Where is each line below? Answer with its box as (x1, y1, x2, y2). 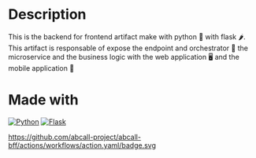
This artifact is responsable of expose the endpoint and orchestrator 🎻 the (8, 43, 248, 53)
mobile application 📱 (8, 63, 75, 72)
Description (8, 6, 87, 24)
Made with (8, 91, 79, 109)
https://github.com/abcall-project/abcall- (8, 132, 142, 141)
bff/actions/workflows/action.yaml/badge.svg (8, 140, 156, 150)
